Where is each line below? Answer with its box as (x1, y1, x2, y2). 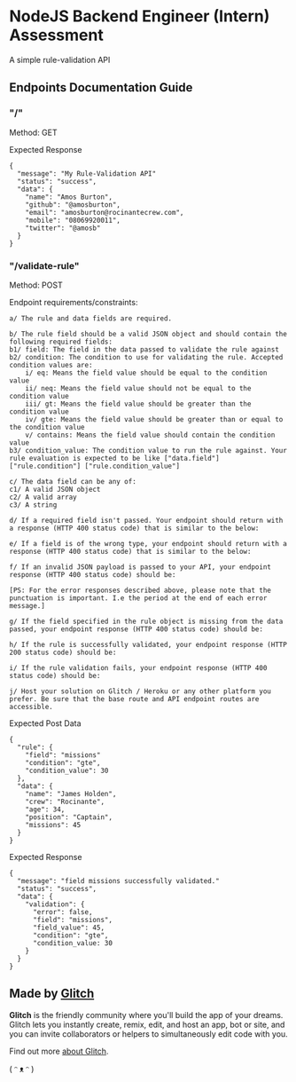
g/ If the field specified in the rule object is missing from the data (9, 617, 284, 626)
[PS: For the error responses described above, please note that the (9, 586, 272, 595)
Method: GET (9, 127, 58, 138)
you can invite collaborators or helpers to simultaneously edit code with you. (9, 1028, 288, 1039)
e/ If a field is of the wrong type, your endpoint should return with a (9, 539, 288, 548)
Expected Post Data (9, 717, 82, 729)
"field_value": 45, (32, 923, 105, 932)
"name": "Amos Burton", (25, 193, 113, 201)
